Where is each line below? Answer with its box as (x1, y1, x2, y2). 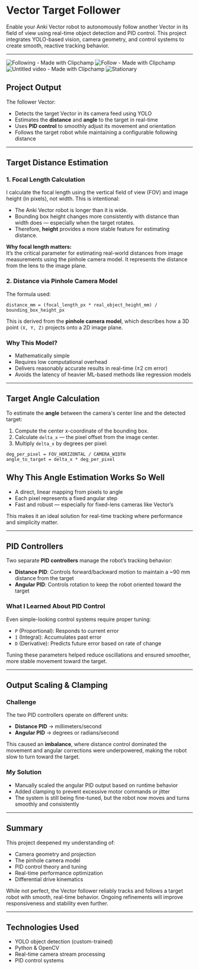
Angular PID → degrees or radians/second (14, 729, 119, 737)
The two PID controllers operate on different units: (6, 712, 129, 719)
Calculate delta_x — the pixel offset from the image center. (14, 433, 159, 440)
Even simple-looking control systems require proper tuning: (6, 616, 151, 623)
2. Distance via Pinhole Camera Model (6, 277, 118, 285)
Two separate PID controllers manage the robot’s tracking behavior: (6, 557, 172, 564)
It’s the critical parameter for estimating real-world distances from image (6, 249, 183, 257)
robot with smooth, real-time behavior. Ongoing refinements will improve (6, 893, 184, 901)
